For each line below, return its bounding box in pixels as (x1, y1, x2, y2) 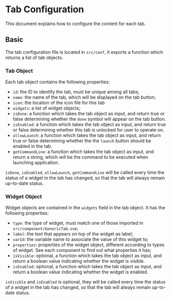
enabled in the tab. (12, 143, 53, 149)
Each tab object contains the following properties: (5, 79, 110, 85)
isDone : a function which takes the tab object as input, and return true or (12, 111, 165, 117)
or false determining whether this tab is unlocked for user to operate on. (12, 127, 164, 133)
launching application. (12, 160, 60, 166)
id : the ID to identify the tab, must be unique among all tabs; (12, 89, 139, 95)
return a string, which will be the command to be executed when (12, 154, 149, 160)
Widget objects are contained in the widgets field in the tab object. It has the (5, 205, 165, 211)
